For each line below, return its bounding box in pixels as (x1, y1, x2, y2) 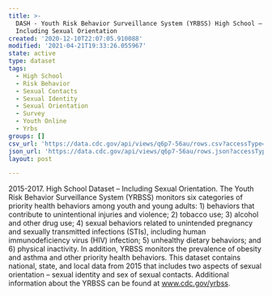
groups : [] (8, 132, 45, 140)
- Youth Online (15, 117, 67, 125)
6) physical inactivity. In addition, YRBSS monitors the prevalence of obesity (8, 244, 261, 254)
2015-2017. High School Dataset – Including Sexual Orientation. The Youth (8, 184, 254, 194)
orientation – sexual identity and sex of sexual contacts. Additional (8, 270, 229, 280)
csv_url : (8, 139, 38, 148)
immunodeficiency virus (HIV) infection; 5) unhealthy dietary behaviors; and (8, 235, 261, 245)
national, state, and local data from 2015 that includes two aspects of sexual (8, 261, 261, 271)
